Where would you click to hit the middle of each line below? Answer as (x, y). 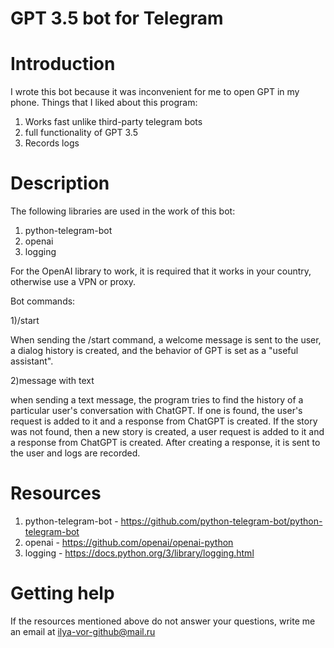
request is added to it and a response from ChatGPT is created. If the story (164, 421)
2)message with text (52, 381)
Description (60, 183)
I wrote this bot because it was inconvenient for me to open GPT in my (155, 92)
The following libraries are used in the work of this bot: (123, 211)
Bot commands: (43, 301)
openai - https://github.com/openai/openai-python (129, 542)
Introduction (63, 64)
